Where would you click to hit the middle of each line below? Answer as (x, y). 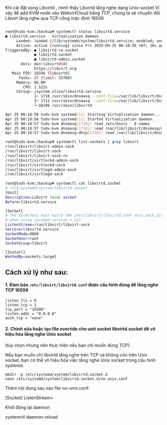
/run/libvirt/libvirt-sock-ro (37, 156)
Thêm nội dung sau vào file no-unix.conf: (47, 388)
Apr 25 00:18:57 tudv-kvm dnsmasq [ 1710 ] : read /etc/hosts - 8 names (78, 124)
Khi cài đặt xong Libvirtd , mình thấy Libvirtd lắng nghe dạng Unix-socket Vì (83, 8)
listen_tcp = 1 (21, 305)
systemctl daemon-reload (32, 417)
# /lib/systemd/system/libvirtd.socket (46, 188)
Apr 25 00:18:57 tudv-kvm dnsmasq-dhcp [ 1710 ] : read (60, 133)
